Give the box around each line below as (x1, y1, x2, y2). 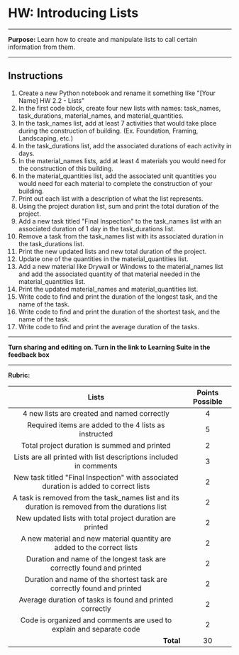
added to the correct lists (54, 542, 138, 552)
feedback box (8, 350, 50, 359)
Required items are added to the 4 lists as (26, 420, 165, 430)
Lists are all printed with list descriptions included (13, 452, 179, 462)
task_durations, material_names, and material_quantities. (18, 111, 184, 120)
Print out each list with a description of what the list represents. (18, 194, 204, 203)
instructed (79, 429, 113, 439)
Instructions (8, 70, 63, 82)
